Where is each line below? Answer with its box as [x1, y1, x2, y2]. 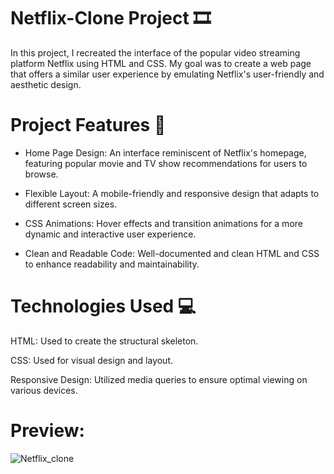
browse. [24, 168, 59, 180]
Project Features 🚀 [10, 114, 167, 137]
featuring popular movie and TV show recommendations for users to [24, 157, 308, 169]
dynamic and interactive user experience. [24, 228, 197, 240]
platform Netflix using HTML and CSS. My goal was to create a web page [10, 57, 312, 69]
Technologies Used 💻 [10, 295, 197, 318]
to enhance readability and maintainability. [24, 258, 200, 270]
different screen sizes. [24, 198, 118, 210]
